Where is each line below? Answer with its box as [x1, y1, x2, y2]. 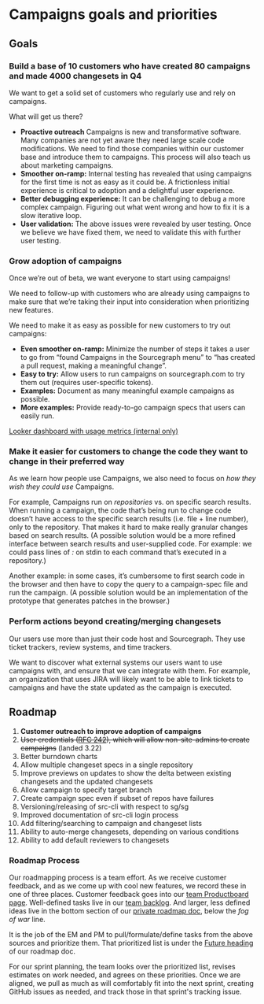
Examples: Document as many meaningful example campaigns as [20, 386, 235, 395]
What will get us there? [9, 112, 83, 121]
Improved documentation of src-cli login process [20, 809, 179, 820]
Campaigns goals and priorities [9, 6, 218, 24]
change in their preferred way [9, 456, 125, 467]
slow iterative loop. [20, 210, 82, 220]
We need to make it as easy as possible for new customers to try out [9, 320, 231, 330]
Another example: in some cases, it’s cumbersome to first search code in [9, 571, 245, 580]
